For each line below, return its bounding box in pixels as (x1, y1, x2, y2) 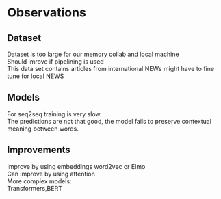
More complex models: (7, 176, 72, 185)
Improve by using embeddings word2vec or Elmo (7, 162, 146, 170)
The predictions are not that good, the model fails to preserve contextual (7, 117, 212, 125)
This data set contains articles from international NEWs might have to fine (7, 65, 214, 72)
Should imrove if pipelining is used (7, 57, 104, 66)
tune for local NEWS (7, 72, 64, 80)
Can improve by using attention (7, 170, 96, 178)
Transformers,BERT (7, 184, 63, 192)
